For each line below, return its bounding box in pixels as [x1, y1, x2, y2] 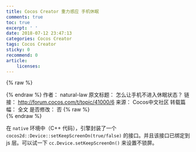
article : [6, 58, 28, 63]
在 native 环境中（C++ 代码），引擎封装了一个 [6, 124, 117, 132]
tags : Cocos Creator [6, 42, 57, 48]
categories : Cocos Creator [6, 36, 72, 42]
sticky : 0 [6, 47, 31, 53]
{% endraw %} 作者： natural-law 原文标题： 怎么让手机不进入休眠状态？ [6, 92, 183, 99]
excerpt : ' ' [6, 25, 38, 31]
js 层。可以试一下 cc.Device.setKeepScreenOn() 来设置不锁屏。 [6, 139, 157, 147]
